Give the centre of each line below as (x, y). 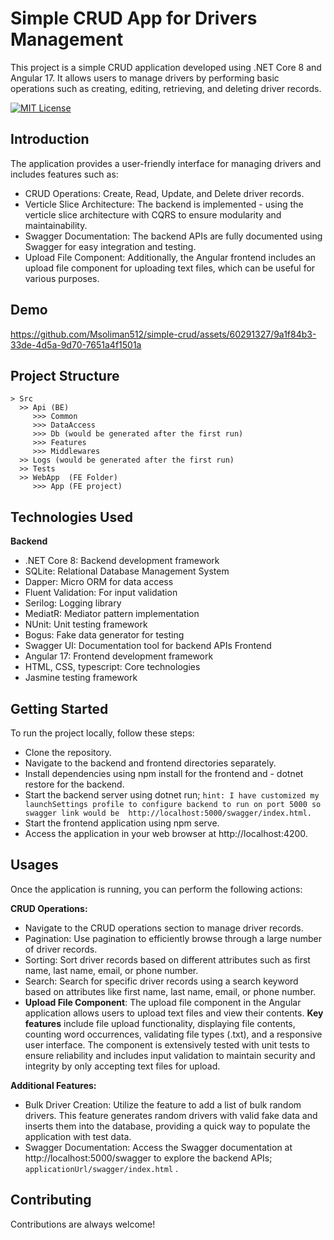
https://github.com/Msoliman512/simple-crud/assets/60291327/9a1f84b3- (163, 334)
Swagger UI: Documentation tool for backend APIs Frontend (148, 646)
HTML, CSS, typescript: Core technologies (112, 667)
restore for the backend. (74, 784)
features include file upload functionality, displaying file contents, (160, 1023)
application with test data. (78, 1136)
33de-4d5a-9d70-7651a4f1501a (76, 344)
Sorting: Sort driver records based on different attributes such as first (167, 959)
